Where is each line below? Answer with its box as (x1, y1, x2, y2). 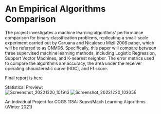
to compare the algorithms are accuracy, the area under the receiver (5, 60, 142, 66)
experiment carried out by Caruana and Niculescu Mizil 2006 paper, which (5, 40, 155, 45)
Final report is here (5, 75, 43, 81)
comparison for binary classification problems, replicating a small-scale (5, 35, 148, 41)
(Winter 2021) (5, 104, 33, 110)
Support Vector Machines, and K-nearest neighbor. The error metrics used (5, 55, 154, 61)
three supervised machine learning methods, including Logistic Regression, (5, 50, 156, 56)
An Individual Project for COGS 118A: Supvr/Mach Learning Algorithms (5, 99, 146, 104)
